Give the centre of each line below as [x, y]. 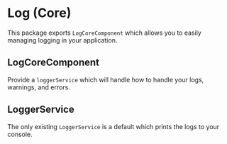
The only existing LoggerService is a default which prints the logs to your [113, 126]
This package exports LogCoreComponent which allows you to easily [105, 33]
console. [20, 134]
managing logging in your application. [62, 40]
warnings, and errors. [39, 87]
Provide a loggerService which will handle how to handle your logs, [106, 79]
